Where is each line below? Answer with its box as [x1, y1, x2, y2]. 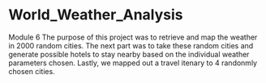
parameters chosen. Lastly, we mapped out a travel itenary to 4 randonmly [8, 58, 258, 68]
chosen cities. [8, 66, 55, 76]
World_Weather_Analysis [8, 6, 184, 24]
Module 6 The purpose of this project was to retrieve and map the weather [8, 32, 258, 42]
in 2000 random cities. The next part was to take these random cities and [8, 40, 254, 50]
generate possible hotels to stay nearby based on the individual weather [8, 49, 250, 59]
